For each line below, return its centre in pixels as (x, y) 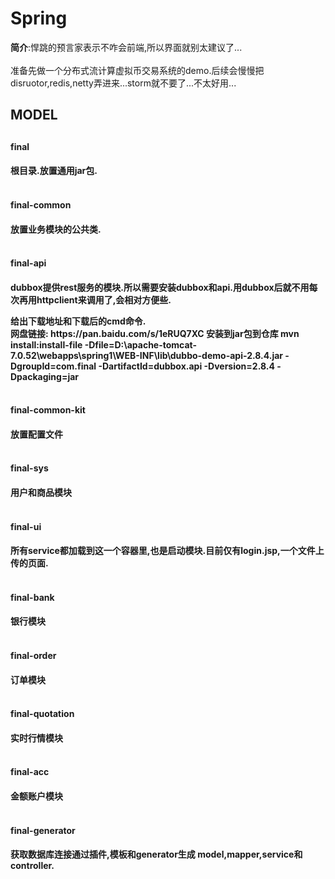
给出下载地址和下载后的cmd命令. (78, 321)
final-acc (30, 772)
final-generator (43, 830)
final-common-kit (48, 410)
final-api (28, 263)
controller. (32, 866)
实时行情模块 (36, 738)
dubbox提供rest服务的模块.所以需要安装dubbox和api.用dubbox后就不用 (160, 287)
